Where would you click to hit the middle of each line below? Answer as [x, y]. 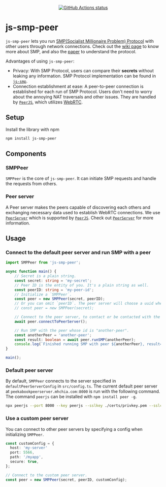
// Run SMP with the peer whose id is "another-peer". [72, 330]
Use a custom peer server [37, 419]
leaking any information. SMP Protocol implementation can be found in [84, 76]
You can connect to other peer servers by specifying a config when [74, 429]
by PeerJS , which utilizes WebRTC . [48, 102]
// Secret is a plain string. [46, 276]
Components [26, 154]
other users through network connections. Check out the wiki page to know [82, 46]
